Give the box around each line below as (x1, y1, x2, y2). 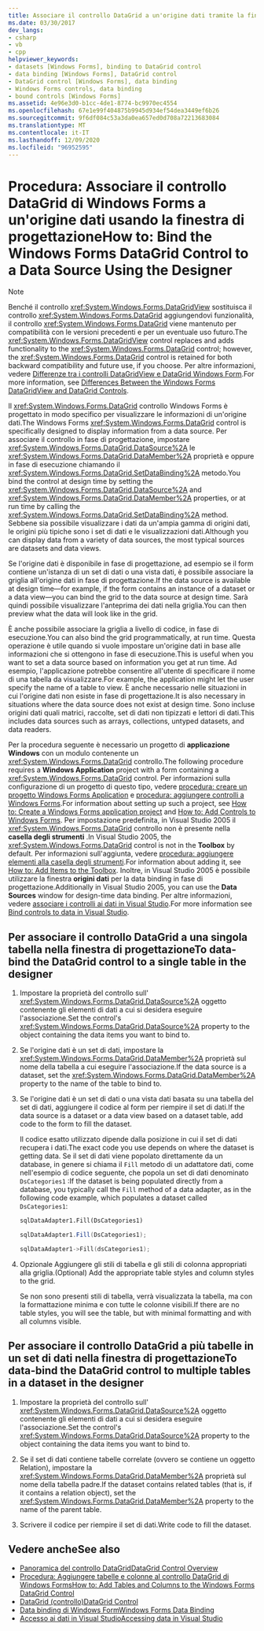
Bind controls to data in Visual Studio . (8, 908, 130, 917)
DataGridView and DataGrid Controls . (8, 386, 130, 396)
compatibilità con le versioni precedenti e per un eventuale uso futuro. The (8, 328, 247, 337)
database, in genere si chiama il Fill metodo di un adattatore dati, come (19, 1160, 254, 1169)
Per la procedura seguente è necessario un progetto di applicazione (8, 740, 230, 749)
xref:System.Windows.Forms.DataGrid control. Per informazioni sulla (8, 774, 230, 783)
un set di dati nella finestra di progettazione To (8, 1352, 237, 1365)
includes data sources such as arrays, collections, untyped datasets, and (8, 716, 245, 726)
